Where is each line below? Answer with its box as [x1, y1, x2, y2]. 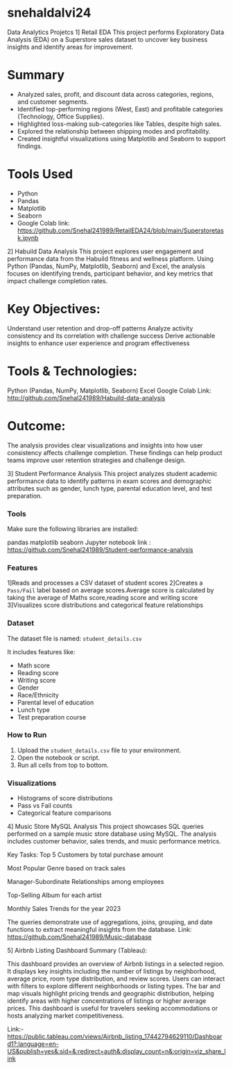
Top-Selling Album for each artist [7, 891, 102, 899]
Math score [17, 661, 51, 670]
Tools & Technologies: [7, 363, 137, 379]
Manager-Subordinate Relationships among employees [7, 878, 164, 886]
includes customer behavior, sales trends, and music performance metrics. [7, 837, 221, 846]
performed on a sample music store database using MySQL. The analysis [7, 830, 217, 838]
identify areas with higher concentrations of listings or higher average [7, 997, 207, 1005]
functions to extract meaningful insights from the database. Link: [7, 926, 192, 934]
